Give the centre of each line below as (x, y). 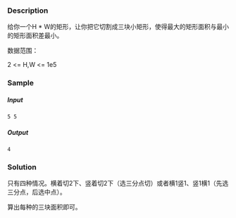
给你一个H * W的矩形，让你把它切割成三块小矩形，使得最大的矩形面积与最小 (118, 27)
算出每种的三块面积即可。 (44, 207)
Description (28, 11)
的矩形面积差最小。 (35, 36)
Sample (20, 83)
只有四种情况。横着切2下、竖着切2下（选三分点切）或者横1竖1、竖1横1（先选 (118, 183)
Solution (22, 167)
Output (18, 132)
